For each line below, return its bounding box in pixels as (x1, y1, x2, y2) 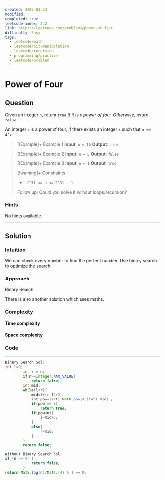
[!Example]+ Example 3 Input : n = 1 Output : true (17, 160, 117, 166)
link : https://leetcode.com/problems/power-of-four (5, 26, 113, 31)
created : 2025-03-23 (5, 7, 48, 12)
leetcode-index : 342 (5, 21, 48, 26)
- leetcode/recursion (9, 48, 54, 53)
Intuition (5, 246, 26, 253)
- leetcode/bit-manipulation (9, 44, 69, 49)
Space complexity (5, 332, 43, 338)
